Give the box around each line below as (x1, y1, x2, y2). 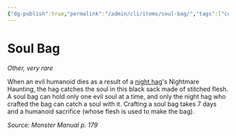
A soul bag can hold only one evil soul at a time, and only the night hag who (7, 92, 226, 100)
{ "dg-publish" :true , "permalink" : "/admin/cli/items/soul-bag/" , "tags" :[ (7, 10, 221, 18)
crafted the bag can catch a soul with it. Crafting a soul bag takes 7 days (7, 100, 217, 108)
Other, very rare (7, 64, 53, 72)
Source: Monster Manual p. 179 (7, 121, 98, 129)
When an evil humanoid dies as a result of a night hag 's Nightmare (7, 77, 199, 86)
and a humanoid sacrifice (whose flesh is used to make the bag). (7, 107, 195, 116)
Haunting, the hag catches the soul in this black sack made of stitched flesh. (7, 85, 228, 93)
